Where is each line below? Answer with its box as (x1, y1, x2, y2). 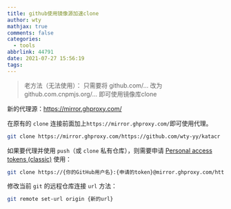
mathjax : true (7, 23, 48, 30)
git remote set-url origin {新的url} (7, 196, 114, 203)
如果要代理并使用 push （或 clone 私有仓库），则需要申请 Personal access (7, 146, 212, 155)
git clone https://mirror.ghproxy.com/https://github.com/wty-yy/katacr (7, 132, 221, 140)
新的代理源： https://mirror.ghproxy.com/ (7, 104, 122, 112)
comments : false (7, 29, 54, 37)
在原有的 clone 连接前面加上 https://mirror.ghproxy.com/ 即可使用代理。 (7, 119, 212, 128)
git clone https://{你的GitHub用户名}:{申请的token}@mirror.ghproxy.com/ (7, 168, 215, 176)
